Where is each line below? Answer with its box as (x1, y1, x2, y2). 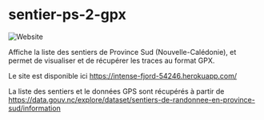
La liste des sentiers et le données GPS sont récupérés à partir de (8, 86, 225, 96)
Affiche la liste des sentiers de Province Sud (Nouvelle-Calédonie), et (8, 47, 237, 56)
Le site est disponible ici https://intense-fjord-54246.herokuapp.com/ (8, 71, 238, 80)
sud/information (8, 103, 62, 113)
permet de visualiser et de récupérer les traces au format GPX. (8, 56, 215, 65)
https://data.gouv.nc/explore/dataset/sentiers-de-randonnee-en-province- (8, 95, 256, 104)
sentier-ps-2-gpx (8, 6, 126, 24)
